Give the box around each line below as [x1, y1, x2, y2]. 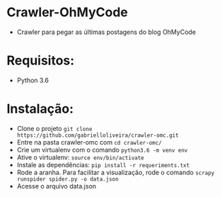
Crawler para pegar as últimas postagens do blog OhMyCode [16, 28, 196, 36]
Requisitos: [6, 52, 75, 69]
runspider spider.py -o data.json [16, 175, 119, 183]
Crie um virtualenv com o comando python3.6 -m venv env [16, 145, 188, 154]
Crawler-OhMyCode [6, 4, 128, 21]
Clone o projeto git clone [16, 124, 93, 133]
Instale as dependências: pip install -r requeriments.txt [16, 160, 190, 169]
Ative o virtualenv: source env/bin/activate [16, 153, 144, 162]
